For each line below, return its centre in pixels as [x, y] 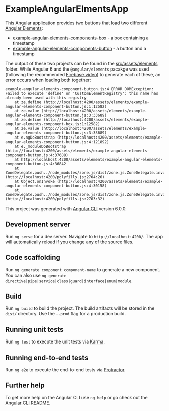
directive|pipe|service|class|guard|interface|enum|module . [69, 281]
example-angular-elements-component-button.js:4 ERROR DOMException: [80, 89]
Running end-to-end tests [47, 357]
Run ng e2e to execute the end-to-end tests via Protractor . [65, 370]
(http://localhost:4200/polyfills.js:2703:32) [55, 199]
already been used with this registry [46, 98]
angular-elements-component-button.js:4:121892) [57, 142]
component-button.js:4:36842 [36, 164]
